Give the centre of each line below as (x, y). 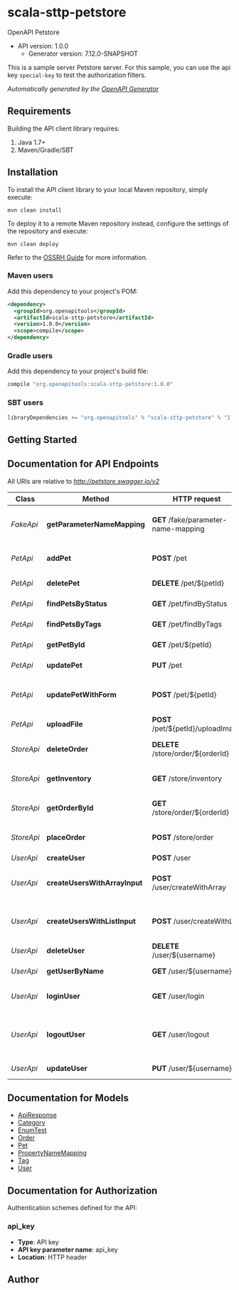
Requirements (39, 111)
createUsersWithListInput (91, 921)
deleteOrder (68, 748)
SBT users (26, 402)
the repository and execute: (48, 231)
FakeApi (25, 524)
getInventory (69, 778)
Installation (33, 172)
